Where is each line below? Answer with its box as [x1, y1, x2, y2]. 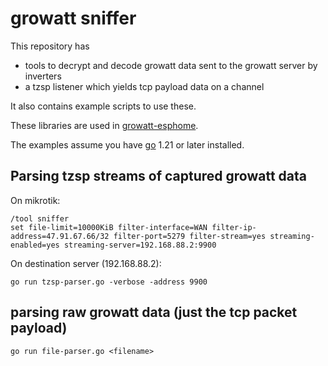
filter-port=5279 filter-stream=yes [113, 231, 267, 241]
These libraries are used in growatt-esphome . [10, 119, 199, 131]
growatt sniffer [10, 7, 137, 30]
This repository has [10, 40, 90, 52]
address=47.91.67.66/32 [10, 231, 110, 241]
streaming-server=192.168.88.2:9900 [63, 240, 217, 250]
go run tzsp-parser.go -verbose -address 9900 [10, 277, 208, 287]
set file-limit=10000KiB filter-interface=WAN [10, 222, 208, 232]
